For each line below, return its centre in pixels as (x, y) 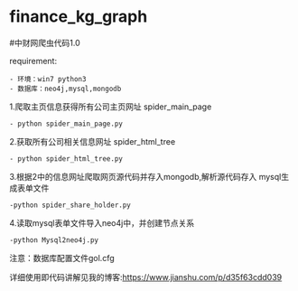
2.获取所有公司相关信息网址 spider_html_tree (93, 141)
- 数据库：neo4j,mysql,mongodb (65, 89)
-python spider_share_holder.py (70, 205)
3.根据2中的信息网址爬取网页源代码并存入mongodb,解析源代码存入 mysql (145, 176)
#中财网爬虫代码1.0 (45, 42)
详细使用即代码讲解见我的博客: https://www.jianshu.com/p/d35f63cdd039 (146, 277)
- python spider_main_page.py (66, 124)
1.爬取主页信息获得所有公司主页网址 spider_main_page (111, 107)
